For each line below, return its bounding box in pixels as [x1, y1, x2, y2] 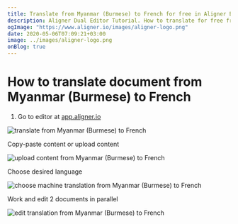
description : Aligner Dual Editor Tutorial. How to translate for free [7, 17, 223, 24]
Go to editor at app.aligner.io [17, 112, 101, 121]
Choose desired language [7, 167, 83, 176]
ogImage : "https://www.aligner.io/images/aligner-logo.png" [7, 23, 189, 30]
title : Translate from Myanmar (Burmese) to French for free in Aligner [7, 10, 227, 18]
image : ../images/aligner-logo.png [7, 37, 113, 44]
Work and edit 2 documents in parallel [7, 194, 118, 203]
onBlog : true [7, 43, 46, 50]
